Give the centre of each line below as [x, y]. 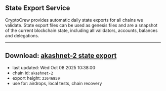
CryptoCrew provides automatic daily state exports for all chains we [74, 20]
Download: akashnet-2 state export [61, 56]
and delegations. [22, 35]
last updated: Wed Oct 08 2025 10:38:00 [54, 67]
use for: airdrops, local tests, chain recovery [57, 83]
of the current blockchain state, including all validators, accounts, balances [82, 30]
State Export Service [38, 8]
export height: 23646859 [36, 78]
